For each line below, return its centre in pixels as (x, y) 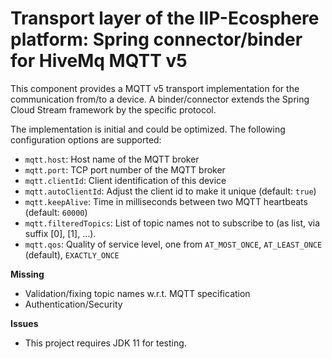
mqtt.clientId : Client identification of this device (125, 180)
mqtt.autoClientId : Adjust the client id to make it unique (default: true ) (170, 191)
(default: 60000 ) (56, 212)
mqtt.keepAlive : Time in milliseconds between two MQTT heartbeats (166, 201)
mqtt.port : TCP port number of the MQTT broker (125, 169)
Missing (27, 274)
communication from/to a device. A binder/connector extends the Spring (160, 99)
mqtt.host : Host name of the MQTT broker (112, 159)
